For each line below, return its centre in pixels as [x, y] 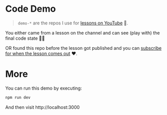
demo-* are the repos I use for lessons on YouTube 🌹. [73, 23]
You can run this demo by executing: [44, 88]
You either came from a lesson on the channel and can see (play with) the [83, 33]
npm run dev [18, 97]
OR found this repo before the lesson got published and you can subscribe [83, 48]
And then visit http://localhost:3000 [43, 107]
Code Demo [31, 9]
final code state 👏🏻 [25, 38]
